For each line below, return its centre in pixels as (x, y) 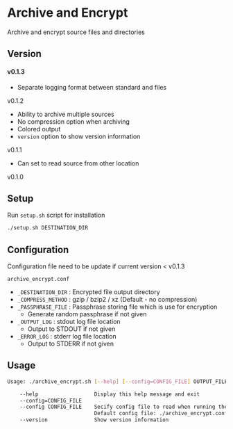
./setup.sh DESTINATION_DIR (48, 228)
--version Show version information (94, 420)
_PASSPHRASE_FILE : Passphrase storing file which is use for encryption (117, 307)
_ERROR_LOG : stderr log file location (67, 337)
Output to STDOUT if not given (71, 329)
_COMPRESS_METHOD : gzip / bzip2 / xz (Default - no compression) (107, 300)
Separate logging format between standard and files (92, 87)
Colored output (39, 129)
